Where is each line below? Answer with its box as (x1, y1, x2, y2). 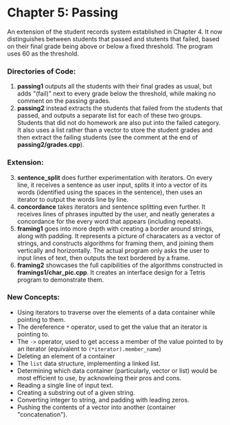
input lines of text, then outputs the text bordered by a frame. (16, 253, 190, 262)
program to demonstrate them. (16, 275, 104, 284)
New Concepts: (7, 292, 60, 302)
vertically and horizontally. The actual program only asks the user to (16, 246, 209, 255)
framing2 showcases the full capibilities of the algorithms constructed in (16, 261, 223, 269)
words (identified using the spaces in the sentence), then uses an (16, 187, 203, 196)
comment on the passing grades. (16, 97, 111, 105)
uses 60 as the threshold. (7, 49, 79, 58)
